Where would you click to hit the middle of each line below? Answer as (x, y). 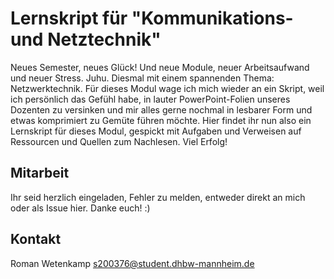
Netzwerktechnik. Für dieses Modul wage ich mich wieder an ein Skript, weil (167, 88)
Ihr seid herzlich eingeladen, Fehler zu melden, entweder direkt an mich (158, 197)
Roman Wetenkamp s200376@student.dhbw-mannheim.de (132, 263)
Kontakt (36, 239)
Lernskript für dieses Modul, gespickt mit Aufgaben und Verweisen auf (156, 131)
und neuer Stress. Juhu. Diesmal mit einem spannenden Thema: (142, 78)
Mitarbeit (40, 173)
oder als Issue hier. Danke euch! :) (80, 208)
